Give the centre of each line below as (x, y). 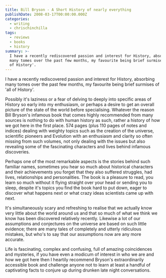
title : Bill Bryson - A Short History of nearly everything (68, 10)
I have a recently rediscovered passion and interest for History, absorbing (80, 79)
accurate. (15, 240)
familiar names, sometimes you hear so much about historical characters (79, 167)
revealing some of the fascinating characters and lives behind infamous (78, 147)
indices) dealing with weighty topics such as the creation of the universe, (80, 131)
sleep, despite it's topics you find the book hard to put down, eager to (76, 188)
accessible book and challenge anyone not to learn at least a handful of (78, 265)
